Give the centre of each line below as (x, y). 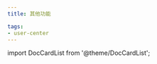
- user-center (28, 33)
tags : (15, 26)
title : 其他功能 (29, 14)
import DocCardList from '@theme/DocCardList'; (79, 53)
